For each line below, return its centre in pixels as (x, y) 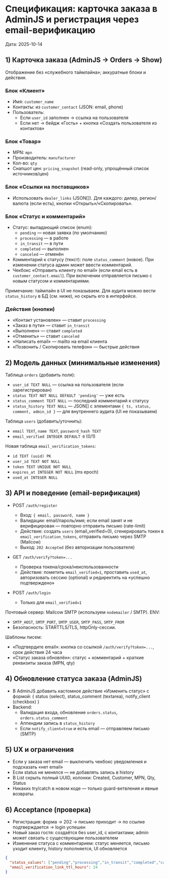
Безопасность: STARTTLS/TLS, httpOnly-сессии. (64, 627)
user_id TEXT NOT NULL (36, 462)
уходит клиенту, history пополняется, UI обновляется (70, 849)
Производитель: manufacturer (44, 158)
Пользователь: (28, 112)
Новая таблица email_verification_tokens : (51, 446)
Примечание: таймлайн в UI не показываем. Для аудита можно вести (80, 290)
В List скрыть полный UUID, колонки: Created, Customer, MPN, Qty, (84, 778)
